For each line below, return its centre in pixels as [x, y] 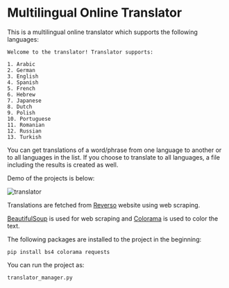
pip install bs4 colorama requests [59, 252]
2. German [22, 70]
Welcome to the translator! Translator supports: [80, 52]
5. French [22, 88]
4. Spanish [23, 82]
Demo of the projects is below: [51, 178]
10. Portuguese [29, 119]
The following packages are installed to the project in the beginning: [104, 239]
